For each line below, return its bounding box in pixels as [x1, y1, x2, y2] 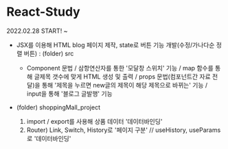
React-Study [6, 4, 80, 20]
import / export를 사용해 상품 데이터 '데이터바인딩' [26, 117, 163, 125]
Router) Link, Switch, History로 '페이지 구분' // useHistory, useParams [26, 126, 221, 134]
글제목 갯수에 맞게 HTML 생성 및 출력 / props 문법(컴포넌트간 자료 [34, 72, 211, 81]
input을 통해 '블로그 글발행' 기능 [26, 90, 113, 98]
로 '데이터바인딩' [26, 134, 71, 142]
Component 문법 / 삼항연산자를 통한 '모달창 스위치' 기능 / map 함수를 [26, 64, 214, 72]
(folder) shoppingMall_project [16, 103, 101, 111]
